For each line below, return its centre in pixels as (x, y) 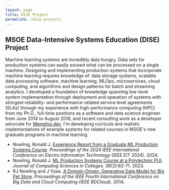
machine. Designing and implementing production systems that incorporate (83, 71)
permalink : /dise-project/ (34, 19)
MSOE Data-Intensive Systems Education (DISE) (82, 40)
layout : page (19, 10)
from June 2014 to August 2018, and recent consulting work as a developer (83, 118)
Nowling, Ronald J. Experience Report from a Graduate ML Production (85, 145)
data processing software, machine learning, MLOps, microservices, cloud (82, 81)
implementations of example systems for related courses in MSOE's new (81, 130)
